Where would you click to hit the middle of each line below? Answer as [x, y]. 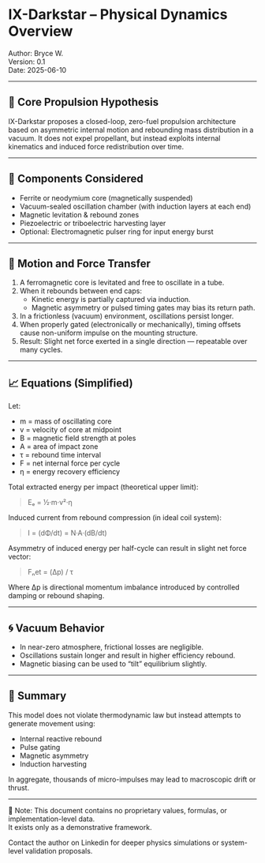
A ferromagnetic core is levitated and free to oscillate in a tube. [122, 283]
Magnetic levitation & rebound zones [79, 214]
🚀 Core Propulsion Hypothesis [84, 102]
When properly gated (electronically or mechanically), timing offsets [130, 325]
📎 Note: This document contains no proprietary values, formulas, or [118, 810]
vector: [20, 557]
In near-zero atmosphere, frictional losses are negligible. [111, 647]
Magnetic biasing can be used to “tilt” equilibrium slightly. [113, 664]
